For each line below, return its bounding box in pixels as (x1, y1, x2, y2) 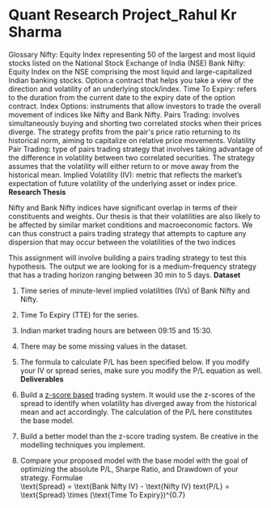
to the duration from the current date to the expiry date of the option (8, 92, 236, 102)
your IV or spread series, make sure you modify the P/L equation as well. (19, 366, 263, 375)
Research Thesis (8, 187, 66, 197)
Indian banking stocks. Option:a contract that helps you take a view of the (8, 75, 254, 85)
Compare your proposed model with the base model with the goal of (19, 455, 248, 465)
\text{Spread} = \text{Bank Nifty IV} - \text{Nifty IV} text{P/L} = (19, 481, 231, 491)
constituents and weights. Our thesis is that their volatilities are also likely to (8, 211, 260, 221)
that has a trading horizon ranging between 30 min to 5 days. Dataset (8, 269, 241, 280)
